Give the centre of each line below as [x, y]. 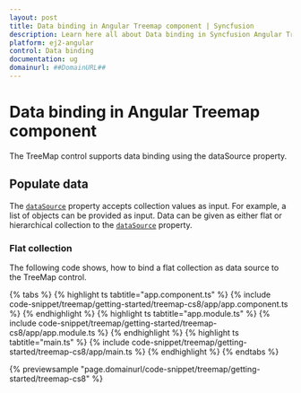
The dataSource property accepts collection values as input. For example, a [148, 205]
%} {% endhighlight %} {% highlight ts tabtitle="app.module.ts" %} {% [140, 313]
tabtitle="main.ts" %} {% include [69, 342]
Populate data [49, 184]
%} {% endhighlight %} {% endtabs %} [206, 352]
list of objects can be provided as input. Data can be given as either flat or [146, 215]
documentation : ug [43, 59]
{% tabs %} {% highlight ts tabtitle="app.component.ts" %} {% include [140, 294]
